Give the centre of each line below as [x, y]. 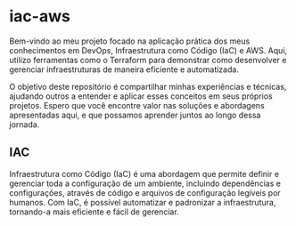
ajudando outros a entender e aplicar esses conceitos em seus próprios [141, 96]
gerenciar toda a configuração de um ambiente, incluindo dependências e [145, 183]
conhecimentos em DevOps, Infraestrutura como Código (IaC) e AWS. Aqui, [148, 50]
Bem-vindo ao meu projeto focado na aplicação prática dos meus [130, 41]
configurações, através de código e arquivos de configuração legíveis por [145, 192]
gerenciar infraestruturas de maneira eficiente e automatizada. [124, 69]
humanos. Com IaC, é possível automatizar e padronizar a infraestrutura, [143, 202]
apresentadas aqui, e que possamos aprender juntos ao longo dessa [135, 115]
